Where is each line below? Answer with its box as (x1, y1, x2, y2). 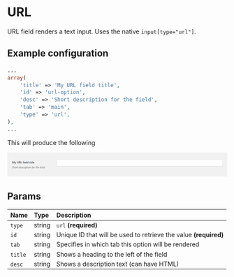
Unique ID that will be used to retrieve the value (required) (56, 231, 224, 239)
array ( (7, 74, 27, 81)
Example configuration (7, 47, 109, 59)
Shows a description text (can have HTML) (56, 260, 180, 268)
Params (7, 190, 41, 202)
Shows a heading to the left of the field (56, 250, 168, 258)
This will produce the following (7, 138, 96, 147)
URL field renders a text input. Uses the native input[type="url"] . (7, 27, 197, 36)
